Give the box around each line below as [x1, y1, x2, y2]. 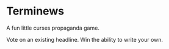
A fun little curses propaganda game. [6, 24, 99, 31]
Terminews [6, 4, 65, 18]
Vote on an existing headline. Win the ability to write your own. [6, 36, 164, 43]
